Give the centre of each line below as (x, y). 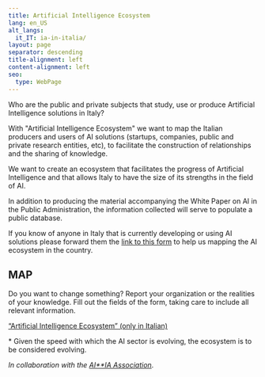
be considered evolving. (47, 350)
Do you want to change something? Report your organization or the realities (132, 294)
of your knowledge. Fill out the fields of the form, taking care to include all (129, 303)
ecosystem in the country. (51, 249)
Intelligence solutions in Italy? (56, 112)
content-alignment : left (49, 67)
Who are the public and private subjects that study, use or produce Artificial (132, 105)
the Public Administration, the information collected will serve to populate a (131, 209)
